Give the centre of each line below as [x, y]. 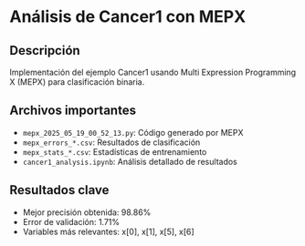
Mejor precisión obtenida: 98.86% [87, 212]
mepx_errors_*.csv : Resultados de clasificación [111, 142]
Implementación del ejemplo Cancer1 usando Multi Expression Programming [153, 72]
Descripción [45, 51]
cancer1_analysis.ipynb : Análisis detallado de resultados [130, 161]
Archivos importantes [73, 111]
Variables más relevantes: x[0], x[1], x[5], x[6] [108, 231]
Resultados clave [59, 190]
